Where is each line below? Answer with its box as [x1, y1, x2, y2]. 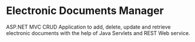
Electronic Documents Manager [6, 4, 164, 17]
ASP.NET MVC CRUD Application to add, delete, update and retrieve [6, 23, 172, 30]
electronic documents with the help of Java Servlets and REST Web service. [6, 29, 190, 36]
